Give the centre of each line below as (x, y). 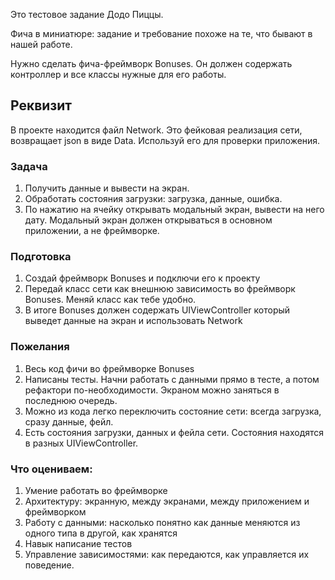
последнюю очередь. (71, 400)
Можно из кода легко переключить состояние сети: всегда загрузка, (173, 411)
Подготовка (41, 257)
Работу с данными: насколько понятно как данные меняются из (162, 522)
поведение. (49, 565)
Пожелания (40, 347)
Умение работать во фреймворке (96, 490)
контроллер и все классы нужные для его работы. (118, 74)
